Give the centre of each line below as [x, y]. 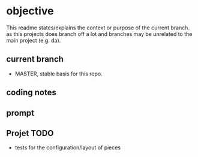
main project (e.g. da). [34, 40]
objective [30, 11]
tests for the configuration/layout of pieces [68, 147]
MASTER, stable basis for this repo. [59, 74]
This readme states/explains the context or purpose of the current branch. [98, 28]
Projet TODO [30, 133]
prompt [20, 113]
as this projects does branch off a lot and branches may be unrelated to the [99, 34]
